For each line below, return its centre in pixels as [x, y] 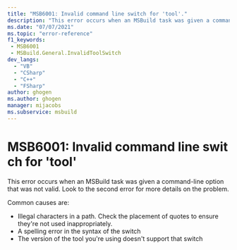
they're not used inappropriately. [65, 223]
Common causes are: [38, 202]
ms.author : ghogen [34, 99]
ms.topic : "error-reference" [50, 33]
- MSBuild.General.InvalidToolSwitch [66, 54]
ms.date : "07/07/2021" [41, 27]
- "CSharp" [30, 73]
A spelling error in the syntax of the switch [79, 231]
